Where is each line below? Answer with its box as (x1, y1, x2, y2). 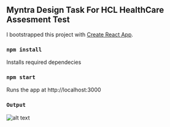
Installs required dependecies (6, 58, 82, 66)
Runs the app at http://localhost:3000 (6, 86, 101, 94)
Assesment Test (6, 15, 70, 25)
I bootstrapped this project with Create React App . (6, 31, 134, 38)
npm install (6, 46, 42, 53)
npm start (6, 74, 36, 81)
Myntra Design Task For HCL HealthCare (6, 5, 164, 15)
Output (6, 101, 26, 109)
